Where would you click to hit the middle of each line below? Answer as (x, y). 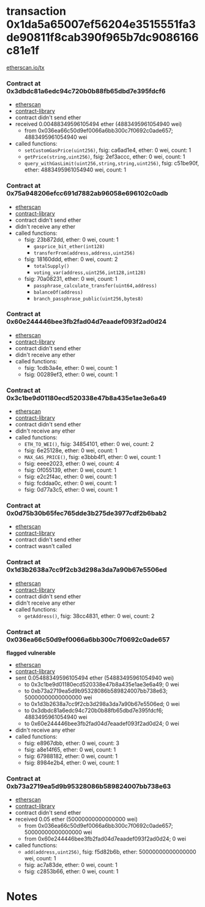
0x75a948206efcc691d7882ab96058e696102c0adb (87, 194)
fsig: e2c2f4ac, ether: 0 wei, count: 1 (70, 477)
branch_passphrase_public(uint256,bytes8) (88, 299)
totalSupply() (51, 266)
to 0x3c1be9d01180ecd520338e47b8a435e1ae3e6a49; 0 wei (102, 685)
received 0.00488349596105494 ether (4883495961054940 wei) (99, 124)
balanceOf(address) (58, 292)
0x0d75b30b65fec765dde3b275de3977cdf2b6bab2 (87, 513)
